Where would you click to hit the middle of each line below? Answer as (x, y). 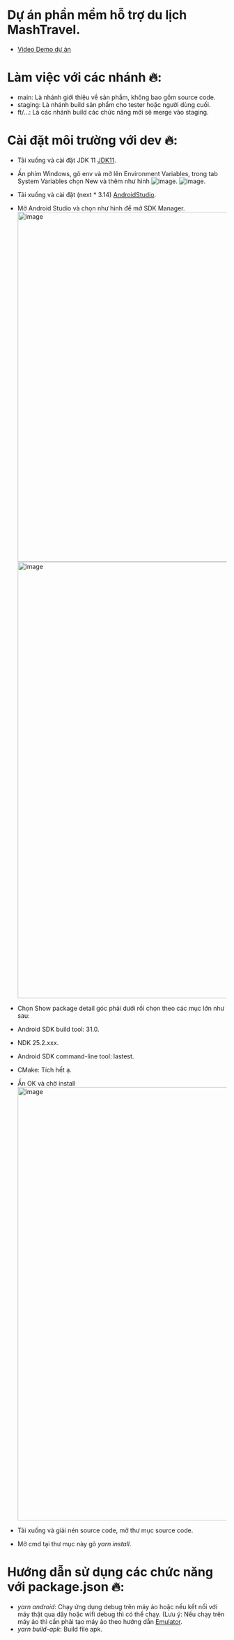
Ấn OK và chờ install (46, 1083)
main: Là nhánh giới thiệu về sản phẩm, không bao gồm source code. (116, 97)
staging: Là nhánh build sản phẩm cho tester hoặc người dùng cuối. (114, 104)
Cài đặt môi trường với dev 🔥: (93, 141)
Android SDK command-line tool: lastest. (76, 1056)
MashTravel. (44, 30)
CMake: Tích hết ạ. (44, 1070)
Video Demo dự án (44, 49)
